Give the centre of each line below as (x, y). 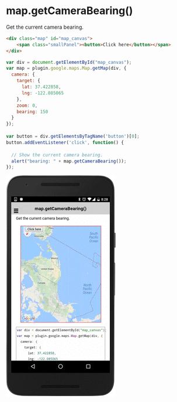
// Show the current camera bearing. (57, 155)
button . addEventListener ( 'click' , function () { (65, 142)
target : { (29, 81)
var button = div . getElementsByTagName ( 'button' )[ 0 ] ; (73, 137)
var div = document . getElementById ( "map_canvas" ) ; (69, 62)
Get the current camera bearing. (45, 27)
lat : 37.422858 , (41, 87)
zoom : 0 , (27, 105)
